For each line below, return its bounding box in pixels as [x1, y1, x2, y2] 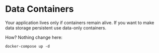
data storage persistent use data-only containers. [5, 25, 107, 30]
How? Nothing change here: [5, 34, 63, 40]
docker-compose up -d [5, 44, 50, 49]
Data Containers [5, 3, 74, 15]
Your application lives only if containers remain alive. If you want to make [5, 20, 155, 26]
